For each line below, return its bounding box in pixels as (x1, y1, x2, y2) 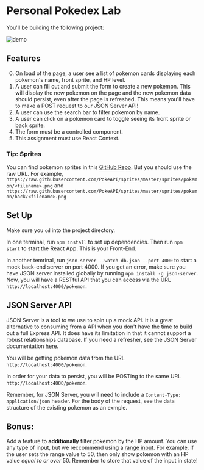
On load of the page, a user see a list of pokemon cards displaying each (15, 70, 196, 77)
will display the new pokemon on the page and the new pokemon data (15, 89, 191, 96)
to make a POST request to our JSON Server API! (15, 102, 139, 109)
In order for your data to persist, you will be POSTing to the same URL (6, 372, 181, 380)
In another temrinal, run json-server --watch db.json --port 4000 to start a (6, 256, 197, 264)
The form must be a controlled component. (15, 128, 124, 135)
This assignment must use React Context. (15, 134, 120, 142)
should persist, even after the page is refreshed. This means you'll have (15, 95, 195, 103)
